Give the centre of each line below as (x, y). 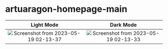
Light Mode (44, 25)
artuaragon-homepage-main (66, 9)
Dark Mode (123, 25)
